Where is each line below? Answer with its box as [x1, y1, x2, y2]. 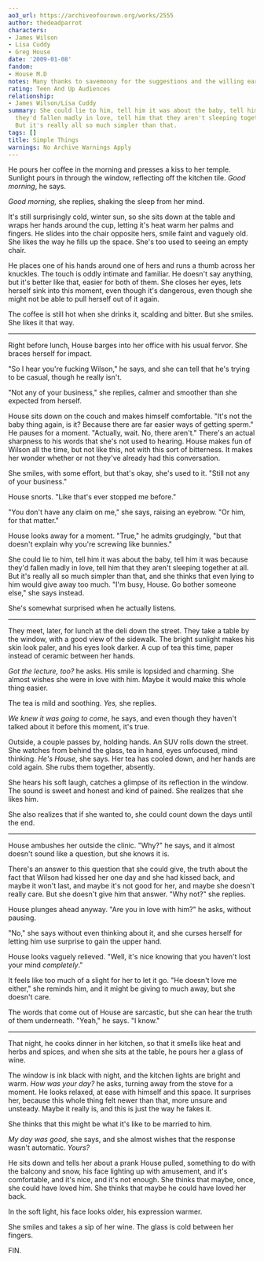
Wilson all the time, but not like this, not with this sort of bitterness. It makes [8, 445, 253, 454]
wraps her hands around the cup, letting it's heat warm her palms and [8, 221, 234, 230]
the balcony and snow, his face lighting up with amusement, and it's [8, 1166, 228, 1176]
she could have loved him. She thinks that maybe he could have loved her [8, 1183, 247, 1193]
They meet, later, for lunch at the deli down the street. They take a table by [8, 626, 250, 636]
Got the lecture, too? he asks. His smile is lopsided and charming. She [8, 666, 234, 676]
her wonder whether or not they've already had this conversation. [8, 454, 221, 463]
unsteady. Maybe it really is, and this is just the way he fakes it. [8, 1104, 212, 1114]
